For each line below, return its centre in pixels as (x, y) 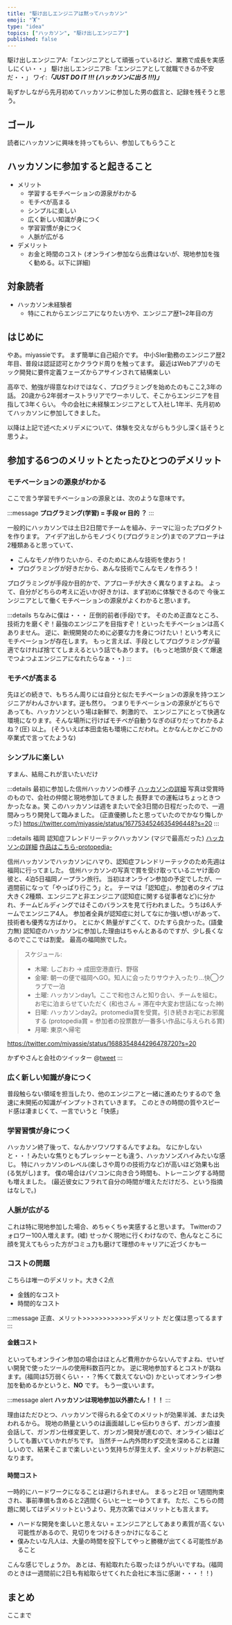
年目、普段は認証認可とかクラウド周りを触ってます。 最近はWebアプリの (111, 364)
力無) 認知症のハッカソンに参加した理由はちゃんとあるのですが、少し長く (112, 931)
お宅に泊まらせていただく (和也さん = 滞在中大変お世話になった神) (129, 1003)
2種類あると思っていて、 (42, 545)
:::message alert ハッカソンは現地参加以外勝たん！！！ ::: (89, 1400)
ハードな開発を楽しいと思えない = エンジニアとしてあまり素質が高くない (121, 1524)
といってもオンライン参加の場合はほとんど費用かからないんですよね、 (107, 1360)
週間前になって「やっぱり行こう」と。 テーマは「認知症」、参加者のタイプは (116, 887)
